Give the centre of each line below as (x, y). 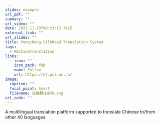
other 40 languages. (26, 117)
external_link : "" (24, 33)
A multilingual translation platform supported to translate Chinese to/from (80, 112)
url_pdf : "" (17, 14)
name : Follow (28, 70)
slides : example (22, 10)
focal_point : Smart (30, 88)
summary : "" (17, 19)
